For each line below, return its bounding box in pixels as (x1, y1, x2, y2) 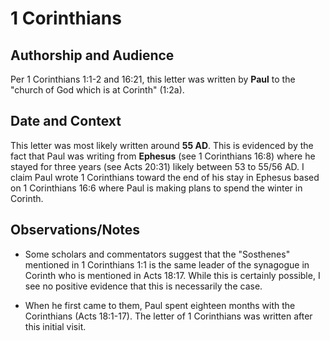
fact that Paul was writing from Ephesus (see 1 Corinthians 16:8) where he (10, 150, 316, 162)
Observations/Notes (10, 222, 141, 239)
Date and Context (10, 113, 122, 130)
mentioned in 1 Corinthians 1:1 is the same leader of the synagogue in (24, 258, 310, 271)
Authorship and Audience (10, 47, 175, 64)
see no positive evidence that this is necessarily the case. (24, 280, 263, 292)
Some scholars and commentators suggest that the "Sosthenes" (24, 248, 291, 260)
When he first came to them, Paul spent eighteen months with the (24, 299, 296, 311)
